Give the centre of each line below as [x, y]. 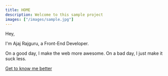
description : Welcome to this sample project [54, 15]
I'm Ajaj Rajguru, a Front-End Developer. [47, 44]
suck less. [16, 59]
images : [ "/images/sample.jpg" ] [39, 19]
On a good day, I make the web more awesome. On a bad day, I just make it [84, 53]
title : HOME [18, 10]
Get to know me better [29, 68]
